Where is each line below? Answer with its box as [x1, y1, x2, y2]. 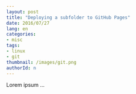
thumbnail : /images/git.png [6, 59, 77, 65]
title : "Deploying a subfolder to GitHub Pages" [6, 14, 131, 20]
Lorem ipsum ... [6, 81, 45, 89]
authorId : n [6, 64, 36, 71]
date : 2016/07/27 [6, 20, 50, 26]
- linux [6, 48, 26, 54]
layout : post [6, 8, 39, 15]
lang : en [6, 25, 28, 32]
